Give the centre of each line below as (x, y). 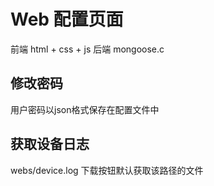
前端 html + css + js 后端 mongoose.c (87, 49)
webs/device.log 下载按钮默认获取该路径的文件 (107, 170)
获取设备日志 (50, 144)
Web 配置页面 (67, 19)
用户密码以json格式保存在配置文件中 (85, 109)
